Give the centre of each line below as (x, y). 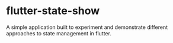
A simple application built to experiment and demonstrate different (87, 27)
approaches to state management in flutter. (59, 33)
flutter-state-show (53, 11)
